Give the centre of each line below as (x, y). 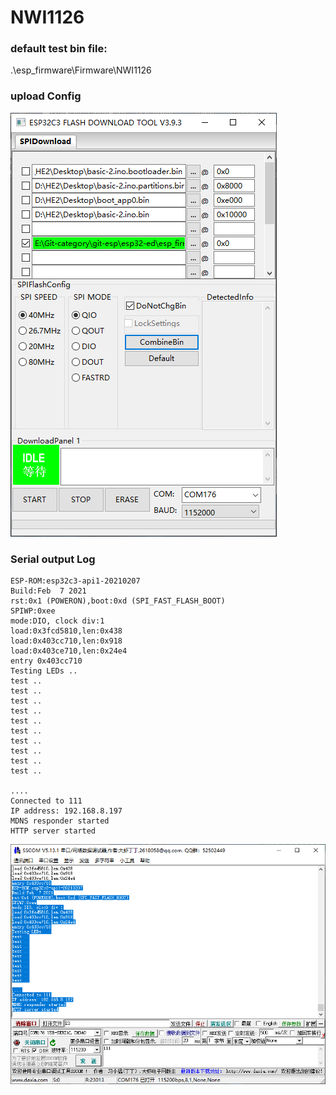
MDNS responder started (60, 821)
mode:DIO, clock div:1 (57, 621)
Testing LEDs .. (44, 671)
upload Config (46, 96)
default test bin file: (59, 49)
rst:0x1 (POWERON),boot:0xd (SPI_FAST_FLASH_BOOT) (118, 601)
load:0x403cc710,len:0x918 (66, 641)
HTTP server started (53, 831)
